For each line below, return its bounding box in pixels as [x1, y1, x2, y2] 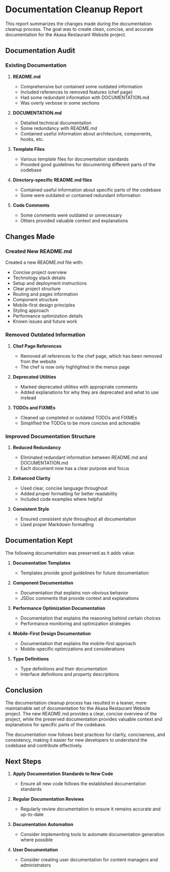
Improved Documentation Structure [5, 433, 96, 440]
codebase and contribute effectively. [5, 742, 83, 748]
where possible [20, 837, 53, 843]
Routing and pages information [12, 291, 78, 297]
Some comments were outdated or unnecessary [20, 212, 122, 218]
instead [20, 394, 36, 401]
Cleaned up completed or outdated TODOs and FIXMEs [20, 414, 137, 420]
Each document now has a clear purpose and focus [20, 465, 130, 471]
